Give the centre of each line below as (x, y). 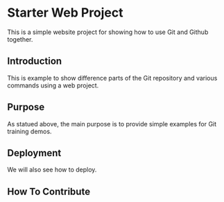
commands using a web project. (53, 85)
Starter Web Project (65, 13)
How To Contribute (49, 191)
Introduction (35, 61)
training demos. (29, 131)
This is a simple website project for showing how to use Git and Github (108, 32)
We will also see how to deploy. (52, 170)
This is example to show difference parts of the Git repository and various (112, 78)
